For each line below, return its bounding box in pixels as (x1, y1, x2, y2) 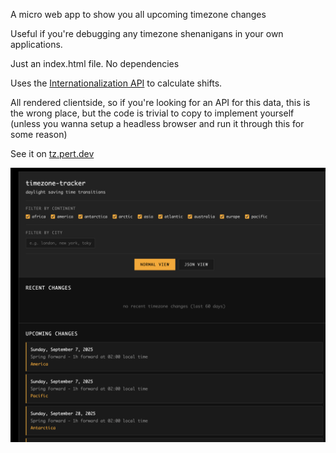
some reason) (10, 129, 68, 140)
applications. (10, 39, 63, 50)
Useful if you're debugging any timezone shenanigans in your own (10, 28, 284, 39)
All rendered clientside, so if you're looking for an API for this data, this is (10, 97, 311, 108)
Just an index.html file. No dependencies (10, 58, 180, 69)
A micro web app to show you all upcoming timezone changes (10, 9, 267, 20)
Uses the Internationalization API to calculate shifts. (10, 77, 223, 89)
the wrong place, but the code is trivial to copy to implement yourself (10, 107, 295, 119)
